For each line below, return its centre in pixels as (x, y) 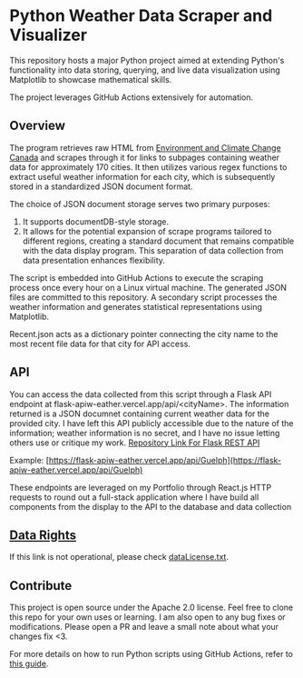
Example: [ (29, 460)
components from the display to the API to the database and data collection (151, 506)
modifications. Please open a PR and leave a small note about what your (144, 627)
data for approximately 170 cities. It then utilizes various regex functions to (148, 167)
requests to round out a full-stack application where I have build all (134, 497)
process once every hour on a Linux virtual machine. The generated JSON (148, 287)
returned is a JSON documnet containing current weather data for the (140, 414)
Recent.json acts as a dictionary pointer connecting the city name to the (144, 334)
